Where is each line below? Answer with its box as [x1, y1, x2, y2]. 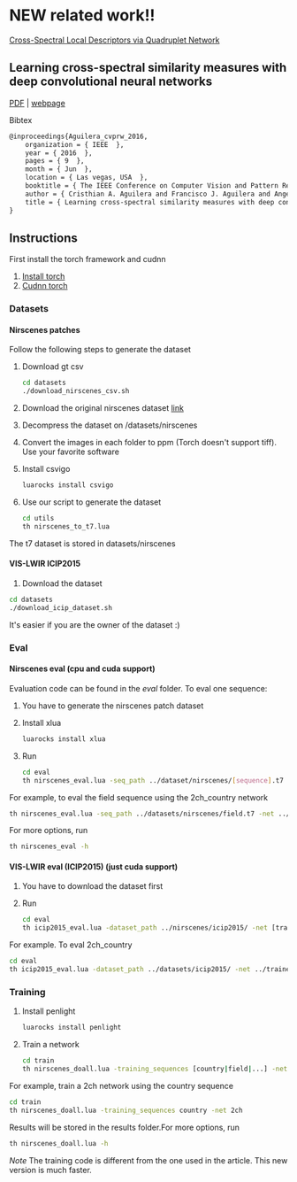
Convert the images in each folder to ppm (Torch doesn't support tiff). [21, 437, 277, 448]
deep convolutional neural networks [9, 74, 213, 89]
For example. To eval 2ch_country [9, 939, 133, 950]
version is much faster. [9, 1164, 93, 1175]
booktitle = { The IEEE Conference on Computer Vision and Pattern [25, 182, 278, 190]
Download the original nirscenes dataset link [21, 403, 184, 413]
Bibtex [9, 114, 33, 125]
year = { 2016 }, [25, 148, 93, 158]
